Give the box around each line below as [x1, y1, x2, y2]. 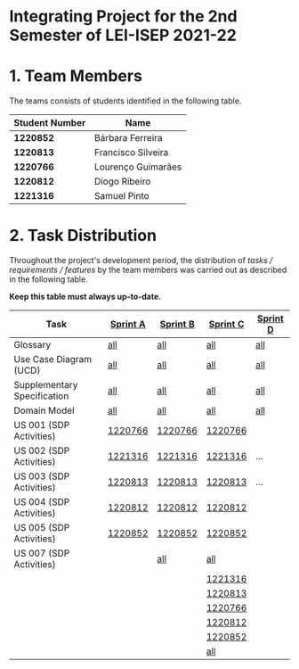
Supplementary [13, 379, 78, 392]
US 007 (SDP [13, 547, 70, 559]
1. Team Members [9, 66, 142, 87]
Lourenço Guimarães [93, 161, 182, 173]
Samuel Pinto [93, 190, 149, 202]
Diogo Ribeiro [93, 176, 151, 188]
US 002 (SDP [13, 444, 70, 457]
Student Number [13, 117, 86, 129]
